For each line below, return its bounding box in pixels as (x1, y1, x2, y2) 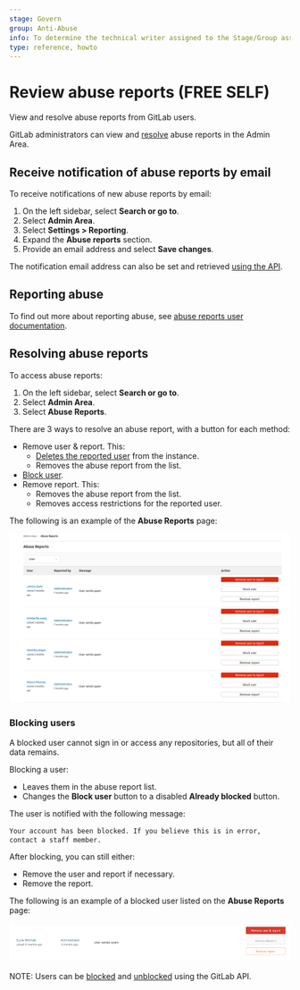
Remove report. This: (21, 478, 100, 489)
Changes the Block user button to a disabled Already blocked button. (21, 791, 280, 801)
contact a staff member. (9, 835, 102, 844)
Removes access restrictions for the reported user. (35, 497, 223, 509)
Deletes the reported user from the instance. (35, 450, 199, 461)
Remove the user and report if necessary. (21, 868, 176, 879)
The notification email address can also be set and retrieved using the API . (9, 261, 283, 272)
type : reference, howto (9, 43, 98, 52)
